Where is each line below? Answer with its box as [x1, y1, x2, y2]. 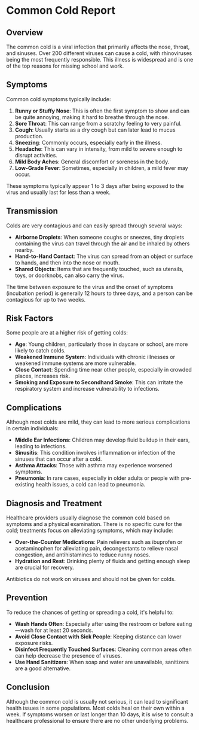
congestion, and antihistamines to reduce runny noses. [14, 551, 151, 558]
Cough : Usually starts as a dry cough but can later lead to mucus [14, 126, 176, 133]
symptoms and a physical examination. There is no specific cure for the [6, 521, 182, 528]
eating [176, 620, 192, 627]
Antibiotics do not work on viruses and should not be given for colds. [6, 576, 176, 583]
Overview [6, 28, 44, 38]
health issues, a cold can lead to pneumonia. [35, 481, 146, 488]
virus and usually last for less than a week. [6, 188, 111, 196]
